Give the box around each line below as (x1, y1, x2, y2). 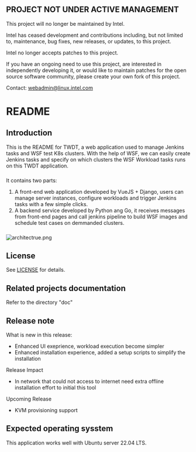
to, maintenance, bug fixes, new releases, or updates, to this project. (6, 37, 171, 44)
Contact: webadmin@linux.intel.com (6, 84, 94, 91)
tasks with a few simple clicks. (14, 200, 88, 207)
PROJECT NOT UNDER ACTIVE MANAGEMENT (6, 5, 180, 15)
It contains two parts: (6, 177, 57, 184)
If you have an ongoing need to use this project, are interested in (6, 60, 162, 67)
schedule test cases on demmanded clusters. (14, 219, 125, 226)
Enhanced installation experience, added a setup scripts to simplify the (14, 349, 186, 356)
